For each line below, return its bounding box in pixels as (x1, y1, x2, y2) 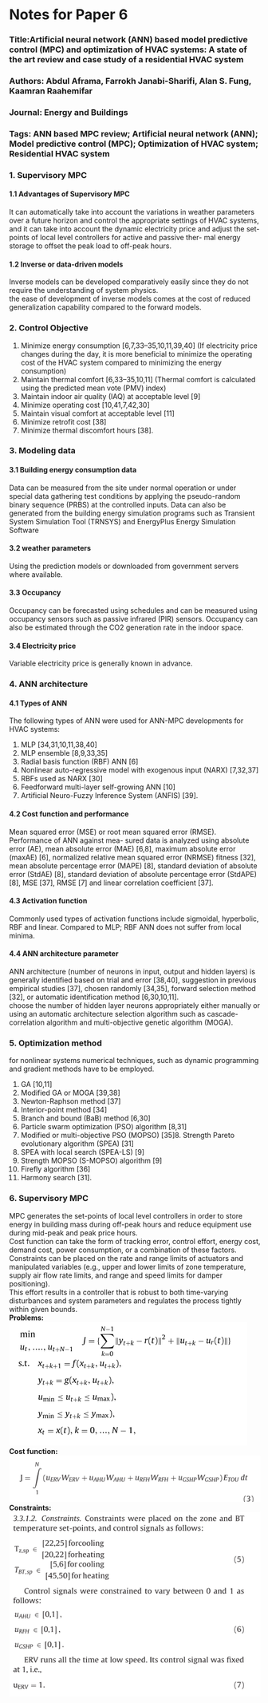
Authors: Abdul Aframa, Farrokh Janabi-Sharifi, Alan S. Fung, (9, 76, 252, 87)
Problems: (9, 1313, 45, 1322)
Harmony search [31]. (20, 1173, 93, 1183)
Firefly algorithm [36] (20, 1164, 91, 1174)
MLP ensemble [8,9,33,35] (20, 749, 108, 758)
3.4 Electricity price (9, 641, 77, 650)
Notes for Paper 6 (9, 6, 128, 24)
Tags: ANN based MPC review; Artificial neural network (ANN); (9, 128, 258, 139)
